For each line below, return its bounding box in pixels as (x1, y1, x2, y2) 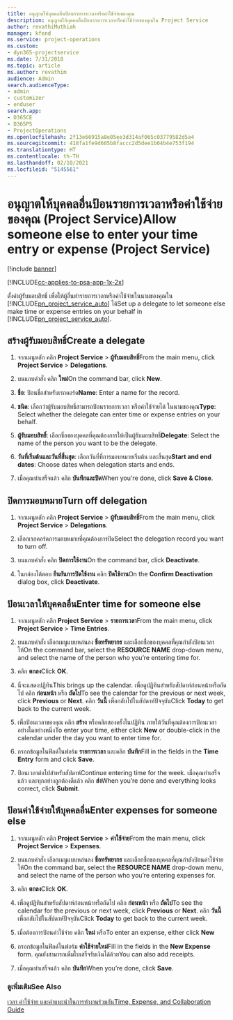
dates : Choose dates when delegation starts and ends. (17, 460, 175, 469)
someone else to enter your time (7, 226, 198, 242)
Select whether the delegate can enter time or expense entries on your (17, 410, 220, 419)
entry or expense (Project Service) (7, 241, 211, 257)
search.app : (7, 107, 42, 114)
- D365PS (7, 120, 33, 128)
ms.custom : (7, 43, 39, 50)
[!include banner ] (7, 264, 57, 273)
